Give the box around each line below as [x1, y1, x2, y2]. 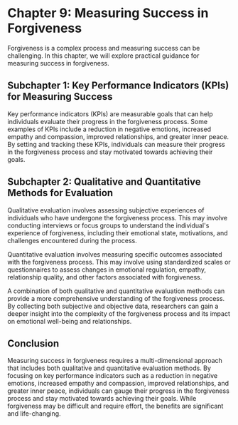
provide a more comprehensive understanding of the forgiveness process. [7, 294, 225, 302]
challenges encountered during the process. [7, 236, 137, 245]
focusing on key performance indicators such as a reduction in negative [7, 372, 218, 380]
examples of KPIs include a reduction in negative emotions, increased [7, 125, 212, 133]
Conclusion [7, 337, 60, 349]
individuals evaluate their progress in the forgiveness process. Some [7, 117, 208, 126]
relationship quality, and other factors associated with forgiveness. [7, 272, 202, 281]
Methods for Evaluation [7, 187, 114, 199]
